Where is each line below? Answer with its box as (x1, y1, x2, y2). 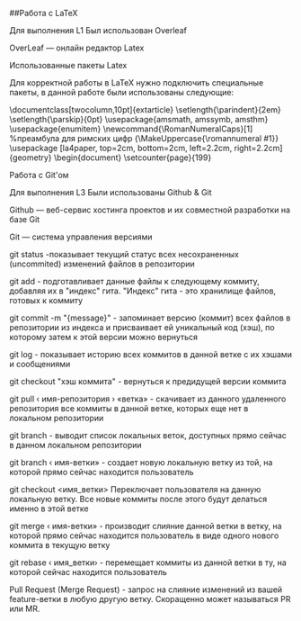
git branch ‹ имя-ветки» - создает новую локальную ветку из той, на (9, 457, 273, 467)
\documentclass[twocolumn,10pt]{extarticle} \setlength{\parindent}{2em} (9, 104, 281, 115)
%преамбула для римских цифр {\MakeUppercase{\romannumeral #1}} (9, 133, 279, 143)
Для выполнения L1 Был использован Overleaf (9, 25, 187, 35)
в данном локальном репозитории (9, 440, 142, 450)
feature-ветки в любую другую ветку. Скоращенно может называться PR (9, 594, 291, 604)
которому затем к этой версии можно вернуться (9, 332, 199, 342)
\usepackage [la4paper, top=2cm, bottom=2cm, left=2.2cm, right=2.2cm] (9, 143, 283, 153)
